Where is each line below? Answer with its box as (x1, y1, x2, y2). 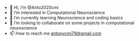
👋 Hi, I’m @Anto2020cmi (9, 5, 59, 10)
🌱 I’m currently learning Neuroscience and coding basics (9, 15, 124, 20)
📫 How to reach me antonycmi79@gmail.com (9, 30, 102, 36)
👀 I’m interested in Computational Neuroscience (9, 10, 105, 15)
